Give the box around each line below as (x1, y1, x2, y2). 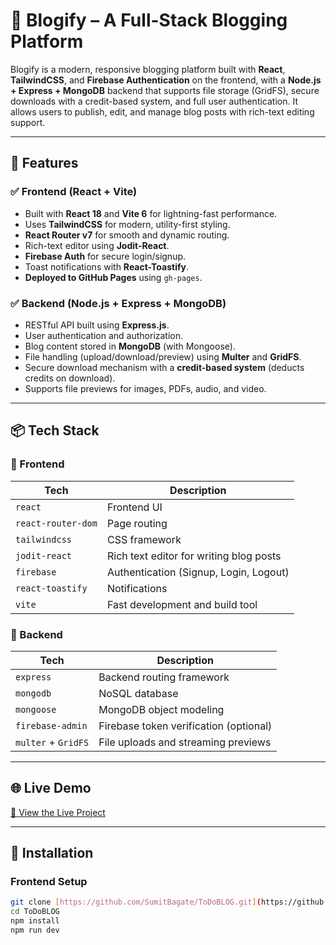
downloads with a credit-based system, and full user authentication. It (10, 95, 299, 107)
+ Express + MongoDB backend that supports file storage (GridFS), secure (10, 84, 320, 96)
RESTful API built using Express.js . (24, 319, 170, 331)
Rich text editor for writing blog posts (106, 549, 282, 563)
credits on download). (24, 372, 116, 384)
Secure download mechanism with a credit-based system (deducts (24, 361, 305, 373)
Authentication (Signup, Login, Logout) (106, 565, 290, 579)
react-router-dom (15, 517, 98, 529)
